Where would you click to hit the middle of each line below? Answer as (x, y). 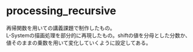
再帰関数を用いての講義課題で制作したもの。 (61, 28)
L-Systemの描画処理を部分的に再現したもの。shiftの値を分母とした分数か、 (99, 35)
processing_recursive (61, 11)
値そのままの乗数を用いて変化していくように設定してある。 (79, 43)
